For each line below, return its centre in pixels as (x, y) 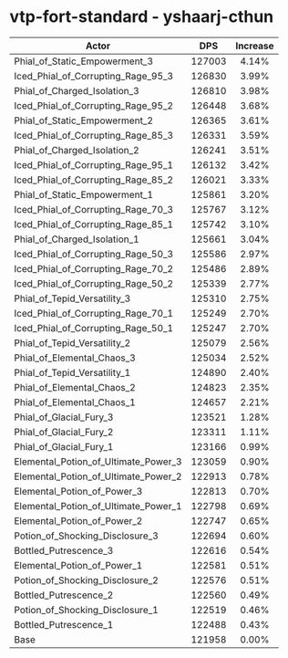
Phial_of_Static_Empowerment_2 (83, 120)
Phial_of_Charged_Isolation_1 (77, 239)
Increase (255, 46)
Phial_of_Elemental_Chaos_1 (75, 402)
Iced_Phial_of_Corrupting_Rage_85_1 (94, 224)
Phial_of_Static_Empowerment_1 (83, 194)
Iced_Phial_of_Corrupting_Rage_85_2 (94, 180)
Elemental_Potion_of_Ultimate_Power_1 (98, 506)
